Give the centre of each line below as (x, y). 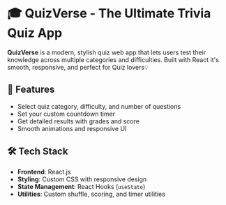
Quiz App (35, 33)
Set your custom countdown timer (66, 114)
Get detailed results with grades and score (78, 121)
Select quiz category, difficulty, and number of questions (99, 106)
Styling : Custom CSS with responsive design (82, 179)
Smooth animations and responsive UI (72, 128)
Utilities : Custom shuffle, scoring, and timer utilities (91, 194)
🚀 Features (31, 90)
